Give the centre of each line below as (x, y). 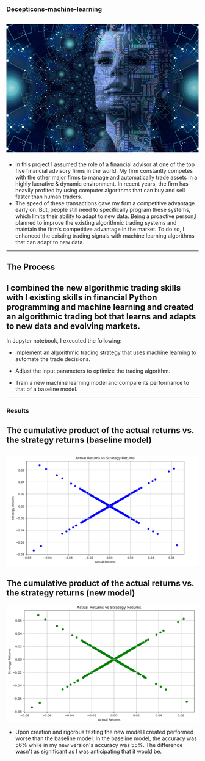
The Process (31, 267)
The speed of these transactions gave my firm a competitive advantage (105, 203)
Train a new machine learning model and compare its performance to (102, 382)
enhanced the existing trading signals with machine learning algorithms (105, 235)
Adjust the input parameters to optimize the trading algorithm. (93, 371)
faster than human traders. (49, 197)
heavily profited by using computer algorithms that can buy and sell (100, 190)
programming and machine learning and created (100, 307)
